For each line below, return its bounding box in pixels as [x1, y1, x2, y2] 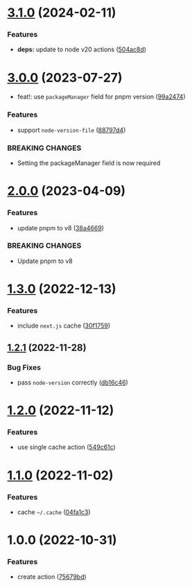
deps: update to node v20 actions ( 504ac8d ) [17, 45, 147, 53]
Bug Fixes [7, 362, 42, 372]
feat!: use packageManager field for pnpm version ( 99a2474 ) [17, 92, 186, 101]
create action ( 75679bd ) [17, 572, 87, 581]
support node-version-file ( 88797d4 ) [17, 126, 126, 134]
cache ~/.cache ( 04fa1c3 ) [17, 508, 91, 516]
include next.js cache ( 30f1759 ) [17, 321, 111, 330]
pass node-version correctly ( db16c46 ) [17, 378, 128, 386]
